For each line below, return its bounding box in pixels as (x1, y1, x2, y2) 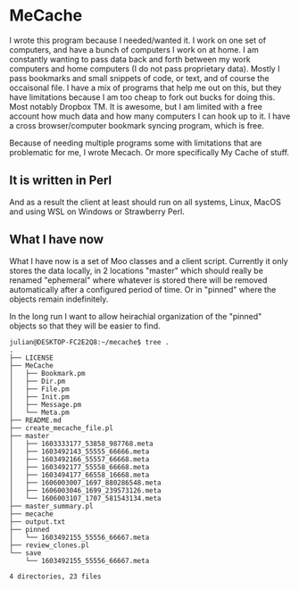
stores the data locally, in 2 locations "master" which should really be (9, 265, 263, 276)
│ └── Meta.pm (9, 408, 70, 417)
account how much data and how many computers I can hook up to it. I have (9, 111, 291, 121)
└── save (9, 548, 42, 558)
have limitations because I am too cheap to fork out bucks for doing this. (9, 91, 276, 103)
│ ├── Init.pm (9, 392, 70, 402)
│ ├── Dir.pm (9, 377, 66, 386)
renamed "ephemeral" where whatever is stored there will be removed (9, 274, 268, 286)
